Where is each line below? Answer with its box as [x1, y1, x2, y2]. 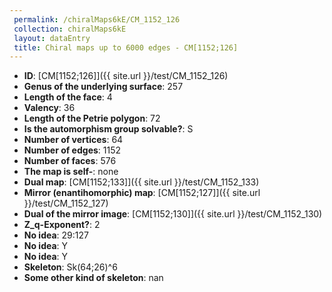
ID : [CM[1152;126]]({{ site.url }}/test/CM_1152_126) [23, 70, 229, 82]
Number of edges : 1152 [23, 144, 122, 156]
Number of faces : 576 [23, 155, 117, 167]
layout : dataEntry [13, 33, 91, 43]
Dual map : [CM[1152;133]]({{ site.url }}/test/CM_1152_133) [23, 176, 260, 188]
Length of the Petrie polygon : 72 [23, 112, 161, 125]
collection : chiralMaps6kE [13, 24, 127, 34]
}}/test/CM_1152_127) [23, 197, 109, 210]
